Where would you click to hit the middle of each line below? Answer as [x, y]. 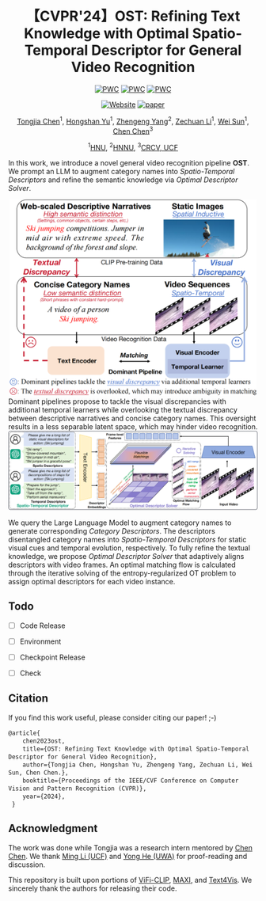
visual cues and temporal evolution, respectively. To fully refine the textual [129, 548]
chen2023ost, [44, 741]
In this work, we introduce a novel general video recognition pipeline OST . [129, 162]
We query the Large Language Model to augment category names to [120, 523]
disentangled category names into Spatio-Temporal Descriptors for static [127, 539]
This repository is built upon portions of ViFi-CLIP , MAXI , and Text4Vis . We [130, 880]
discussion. [27, 865]
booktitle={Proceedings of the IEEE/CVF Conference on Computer [131, 781]
